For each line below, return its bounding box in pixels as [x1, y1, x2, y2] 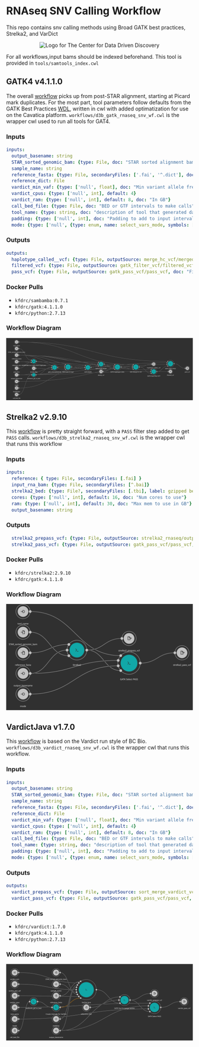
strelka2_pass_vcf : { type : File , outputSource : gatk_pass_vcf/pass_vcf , [11, 542, 195, 548]
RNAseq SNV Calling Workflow [6, 4, 161, 18]
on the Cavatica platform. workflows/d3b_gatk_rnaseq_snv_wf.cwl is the [6, 111, 179, 118]
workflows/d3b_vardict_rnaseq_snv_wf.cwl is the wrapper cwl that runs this [6, 744, 190, 751]
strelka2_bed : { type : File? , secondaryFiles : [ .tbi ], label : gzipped [11, 488, 187, 494]
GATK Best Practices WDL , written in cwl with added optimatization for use [6, 105, 189, 112]
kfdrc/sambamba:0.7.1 [14, 298, 68, 303]
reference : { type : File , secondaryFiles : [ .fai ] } [11, 476, 142, 482]
